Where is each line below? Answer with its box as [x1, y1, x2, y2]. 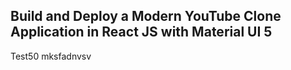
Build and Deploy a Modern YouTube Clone [10, 8, 282, 25]
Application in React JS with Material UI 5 [10, 24, 273, 41]
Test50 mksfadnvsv [10, 50, 92, 62]
